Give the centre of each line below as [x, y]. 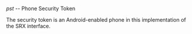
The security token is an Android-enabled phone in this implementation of [96, 20]
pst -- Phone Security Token [41, 8]
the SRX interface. [28, 26]
